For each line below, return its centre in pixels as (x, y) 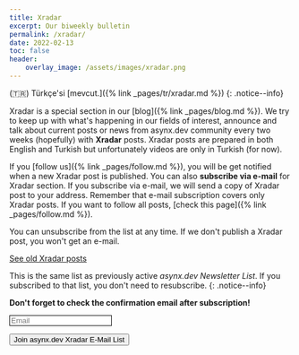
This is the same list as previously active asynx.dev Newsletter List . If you (145, 275)
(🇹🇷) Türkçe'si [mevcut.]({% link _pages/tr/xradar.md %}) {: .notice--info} (147, 93)
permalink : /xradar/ (48, 34)
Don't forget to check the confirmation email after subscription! (130, 302)
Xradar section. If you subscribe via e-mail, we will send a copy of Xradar (145, 186)
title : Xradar (36, 17)
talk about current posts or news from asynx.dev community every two (140, 130)
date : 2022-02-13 (42, 43)
